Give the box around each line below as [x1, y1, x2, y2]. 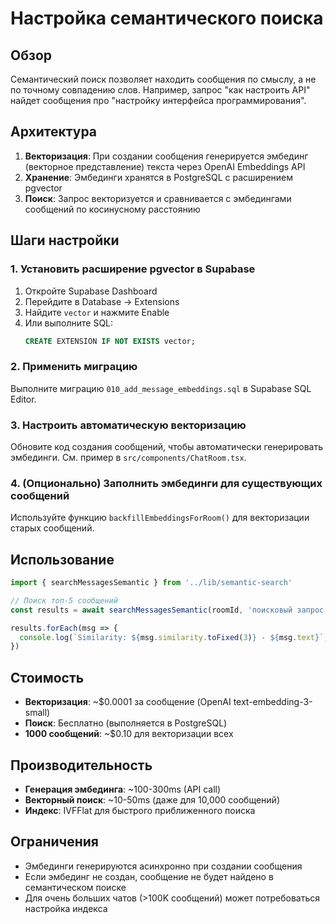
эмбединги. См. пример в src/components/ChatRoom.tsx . [10, 451, 247, 463]
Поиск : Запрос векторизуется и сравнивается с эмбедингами [24, 192, 292, 204]
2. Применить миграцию [10, 360, 138, 374]
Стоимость [10, 669, 85, 686]
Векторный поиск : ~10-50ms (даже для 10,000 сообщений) [24, 793, 280, 806]
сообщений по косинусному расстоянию [24, 203, 201, 215]
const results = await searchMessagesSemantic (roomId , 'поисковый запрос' [10, 605, 329, 615]
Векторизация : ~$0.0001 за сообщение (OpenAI [24, 696, 232, 708]
